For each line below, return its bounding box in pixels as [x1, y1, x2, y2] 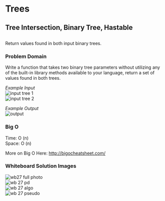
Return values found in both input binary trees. [5, 40, 102, 46]
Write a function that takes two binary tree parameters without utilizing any [5, 64, 160, 71]
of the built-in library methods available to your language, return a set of [5, 70, 155, 76]
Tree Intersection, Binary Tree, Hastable [5, 23, 133, 32]
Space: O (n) [5, 140, 32, 146]
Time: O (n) [5, 135, 29, 141]
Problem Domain [5, 53, 47, 60]
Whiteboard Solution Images [5, 163, 76, 170]
